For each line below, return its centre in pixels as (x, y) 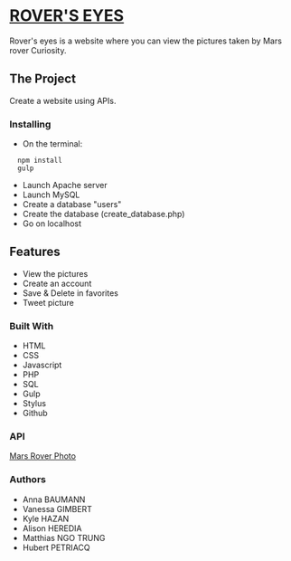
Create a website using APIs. (63, 100)
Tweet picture (48, 302)
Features (35, 252)
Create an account (57, 283)
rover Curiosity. (38, 50)
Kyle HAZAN (46, 518)
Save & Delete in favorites (70, 293)
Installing (30, 124)
